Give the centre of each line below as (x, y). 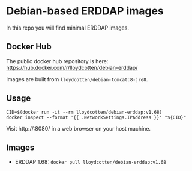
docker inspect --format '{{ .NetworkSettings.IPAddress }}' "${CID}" (96, 117)
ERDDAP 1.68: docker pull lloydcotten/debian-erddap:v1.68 (91, 162)
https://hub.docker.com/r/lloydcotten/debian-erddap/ (72, 67)
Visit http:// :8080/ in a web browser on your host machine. (79, 128)
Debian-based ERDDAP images (85, 11)
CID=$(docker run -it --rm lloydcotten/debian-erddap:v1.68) (84, 112)
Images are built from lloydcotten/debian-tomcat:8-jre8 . (77, 79)
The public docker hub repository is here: (57, 61)
